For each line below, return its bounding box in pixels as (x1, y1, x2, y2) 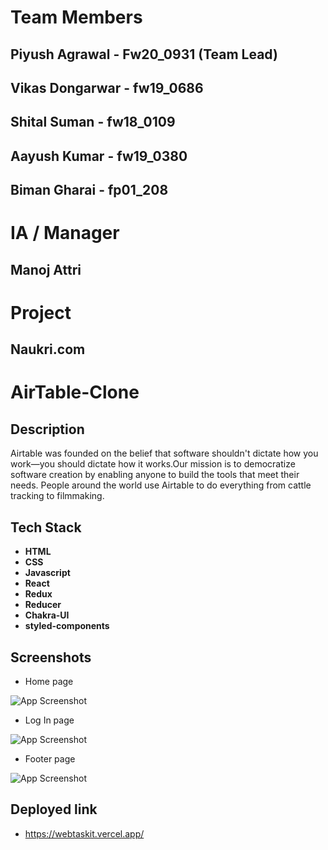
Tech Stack (10, 519, 82, 536)
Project (10, 301, 72, 324)
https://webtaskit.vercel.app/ (24, 827, 145, 840)
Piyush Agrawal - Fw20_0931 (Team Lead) (10, 46, 278, 63)
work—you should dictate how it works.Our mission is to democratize (10, 458, 296, 470)
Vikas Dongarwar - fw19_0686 (10, 79, 204, 96)
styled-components (24, 620, 110, 632)
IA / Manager (10, 222, 120, 245)
